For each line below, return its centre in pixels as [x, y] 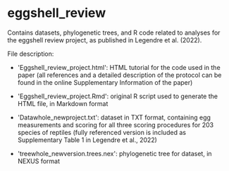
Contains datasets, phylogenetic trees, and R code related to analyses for [114, 33]
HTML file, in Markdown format [63, 103]
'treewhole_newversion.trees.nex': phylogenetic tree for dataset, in [115, 153]
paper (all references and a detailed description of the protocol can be [119, 75]
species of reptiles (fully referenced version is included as [102, 132]
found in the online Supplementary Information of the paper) [105, 82]
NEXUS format [39, 161]
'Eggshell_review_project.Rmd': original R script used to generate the [118, 96]
